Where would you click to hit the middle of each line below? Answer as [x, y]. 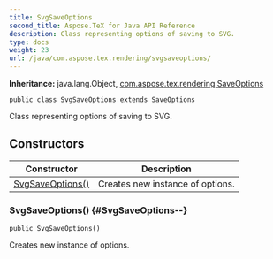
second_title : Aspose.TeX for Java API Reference [102, 26]
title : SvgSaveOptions [51, 17]
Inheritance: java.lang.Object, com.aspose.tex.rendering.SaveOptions [136, 84]
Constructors [47, 144]
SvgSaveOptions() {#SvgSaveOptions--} [99, 210]
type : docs [29, 42]
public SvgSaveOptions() [55, 229]
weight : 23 [29, 50]
